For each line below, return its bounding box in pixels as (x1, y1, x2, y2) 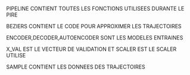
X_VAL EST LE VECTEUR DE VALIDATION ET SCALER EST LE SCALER (6, 45, 177, 53)
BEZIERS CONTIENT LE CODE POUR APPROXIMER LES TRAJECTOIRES (6, 23, 182, 30)
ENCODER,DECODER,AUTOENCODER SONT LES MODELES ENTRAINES (6, 34, 183, 41)
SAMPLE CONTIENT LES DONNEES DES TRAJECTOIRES (6, 63, 145, 70)
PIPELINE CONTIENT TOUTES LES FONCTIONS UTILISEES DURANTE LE (6, 5, 185, 12)
